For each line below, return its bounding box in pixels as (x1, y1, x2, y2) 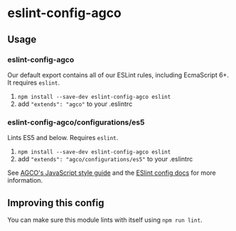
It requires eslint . (7, 78, 60, 87)
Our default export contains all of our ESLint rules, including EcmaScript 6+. (7, 70, 230, 79)
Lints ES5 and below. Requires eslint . (7, 134, 119, 142)
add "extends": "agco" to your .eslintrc (17, 100, 133, 108)
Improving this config (7, 197, 104, 209)
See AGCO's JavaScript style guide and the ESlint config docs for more (7, 168, 216, 177)
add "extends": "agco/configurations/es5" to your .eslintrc (17, 155, 193, 163)
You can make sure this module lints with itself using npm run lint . (7, 215, 203, 224)
